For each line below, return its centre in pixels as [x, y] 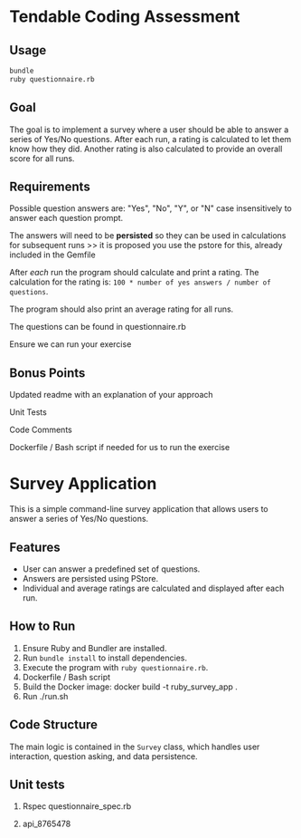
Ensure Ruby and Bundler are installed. [94, 648]
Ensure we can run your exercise [71, 344]
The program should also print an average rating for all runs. [122, 309]
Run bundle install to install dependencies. [105, 658]
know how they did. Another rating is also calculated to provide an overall [146, 149]
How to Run [42, 626]
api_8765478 [47, 824]
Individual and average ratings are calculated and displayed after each [153, 588]
